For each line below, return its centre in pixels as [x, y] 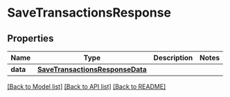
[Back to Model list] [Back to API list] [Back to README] [87, 87]
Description [173, 58]
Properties [30, 38]
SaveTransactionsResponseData [92, 69]
